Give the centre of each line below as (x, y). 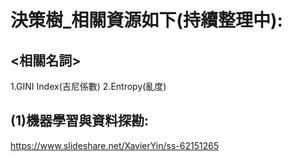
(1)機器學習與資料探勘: (79, 121)
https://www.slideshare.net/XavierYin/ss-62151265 (115, 145)
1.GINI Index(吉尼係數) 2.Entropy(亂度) (88, 86)
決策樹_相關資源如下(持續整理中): (146, 20)
